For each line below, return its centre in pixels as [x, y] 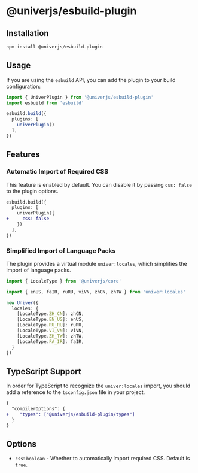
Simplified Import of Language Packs [61, 251]
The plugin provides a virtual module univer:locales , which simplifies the [97, 263]
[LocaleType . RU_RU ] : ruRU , [51, 325]
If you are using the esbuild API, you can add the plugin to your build [91, 80]
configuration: [23, 86]
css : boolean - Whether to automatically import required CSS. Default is [102, 459]
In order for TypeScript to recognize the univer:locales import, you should [98, 386]
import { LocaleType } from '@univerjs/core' [64, 281]
